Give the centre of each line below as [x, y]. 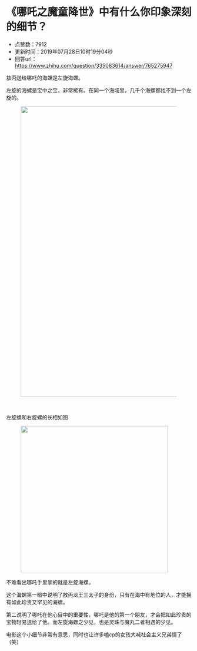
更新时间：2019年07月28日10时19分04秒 [64, 51]
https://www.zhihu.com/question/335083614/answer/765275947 [94, 65]
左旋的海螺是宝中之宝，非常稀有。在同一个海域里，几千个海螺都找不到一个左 [99, 90]
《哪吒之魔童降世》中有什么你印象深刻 [99, 12]
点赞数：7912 [31, 44]
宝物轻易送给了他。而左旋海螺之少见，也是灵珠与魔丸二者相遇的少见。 [91, 622]
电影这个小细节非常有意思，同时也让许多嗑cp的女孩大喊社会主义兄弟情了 [94, 635]
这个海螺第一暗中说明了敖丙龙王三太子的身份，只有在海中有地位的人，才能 [96, 594]
